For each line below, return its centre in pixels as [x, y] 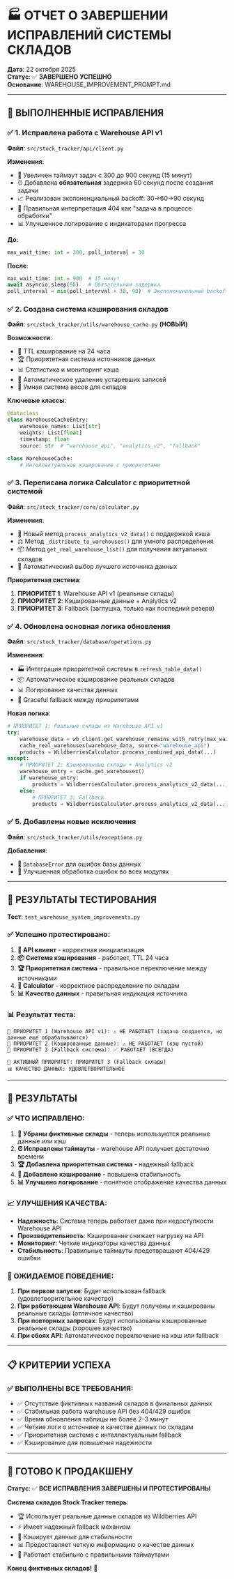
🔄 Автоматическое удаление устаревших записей [92, 380]
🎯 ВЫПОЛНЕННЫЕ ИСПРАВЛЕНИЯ [86, 113]
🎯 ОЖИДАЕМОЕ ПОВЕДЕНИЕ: [61, 1276]
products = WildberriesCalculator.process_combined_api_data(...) [118, 752]
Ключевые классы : [37, 401]
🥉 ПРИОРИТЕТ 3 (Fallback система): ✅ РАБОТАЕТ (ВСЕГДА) [91, 1050]
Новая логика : [29, 713]
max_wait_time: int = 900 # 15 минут [63, 278]
